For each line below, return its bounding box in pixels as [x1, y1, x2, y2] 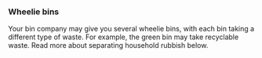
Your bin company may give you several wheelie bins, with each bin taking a [8, 24, 255, 34]
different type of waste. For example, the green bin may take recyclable [8, 32, 239, 42]
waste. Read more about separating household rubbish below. [8, 41, 209, 50]
